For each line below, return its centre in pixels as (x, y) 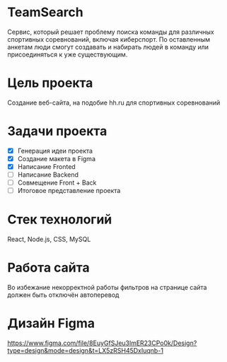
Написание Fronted (46, 166)
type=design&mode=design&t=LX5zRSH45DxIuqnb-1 (86, 350)
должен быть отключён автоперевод (63, 295)
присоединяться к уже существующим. (68, 54)
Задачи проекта (57, 131)
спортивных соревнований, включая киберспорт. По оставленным (109, 39)
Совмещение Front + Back (57, 183)
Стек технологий (60, 220)
